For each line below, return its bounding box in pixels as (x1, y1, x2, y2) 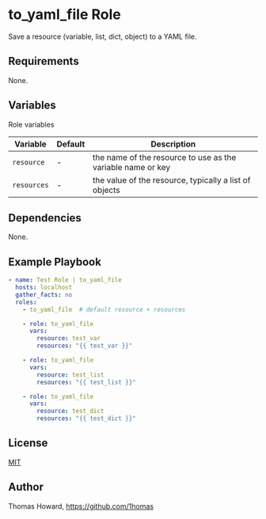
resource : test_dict (36, 407, 104, 415)
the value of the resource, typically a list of (92, 174, 251, 185)
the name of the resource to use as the (92, 152, 237, 163)
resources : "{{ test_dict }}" (36, 415, 136, 422)
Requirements (8, 55, 79, 68)
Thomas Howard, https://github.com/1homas (8, 501, 154, 511)
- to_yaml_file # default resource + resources (22, 305, 186, 313)
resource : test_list (36, 370, 104, 379)
